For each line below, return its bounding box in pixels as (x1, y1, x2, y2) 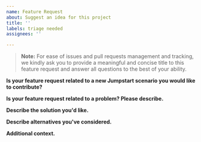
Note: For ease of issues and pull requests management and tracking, (20, 53, 194, 60)
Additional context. (6, 130, 55, 137)
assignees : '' (6, 31, 42, 37)
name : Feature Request (6, 8, 63, 15)
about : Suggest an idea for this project (6, 14, 112, 20)
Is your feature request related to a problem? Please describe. (6, 95, 164, 102)
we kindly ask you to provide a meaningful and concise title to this (20, 59, 184, 67)
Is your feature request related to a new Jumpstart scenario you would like (6, 77, 196, 84)
